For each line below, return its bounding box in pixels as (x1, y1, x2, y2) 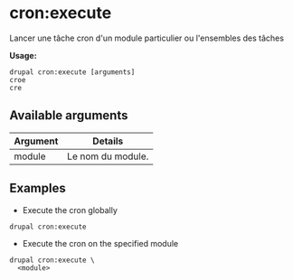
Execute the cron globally (22, 204, 118, 215)
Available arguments (9, 107, 128, 124)
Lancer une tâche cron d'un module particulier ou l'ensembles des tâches (9, 33, 285, 43)
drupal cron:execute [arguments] (9, 67, 136, 77)
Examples (9, 181, 66, 196)
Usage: (9, 50, 38, 61)
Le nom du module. (67, 150, 149, 163)
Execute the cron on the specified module (22, 238, 179, 248)
